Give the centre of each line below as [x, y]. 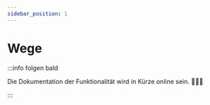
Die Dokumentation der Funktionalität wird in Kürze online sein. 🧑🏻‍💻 [105, 81]
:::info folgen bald [33, 68]
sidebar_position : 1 [38, 14]
